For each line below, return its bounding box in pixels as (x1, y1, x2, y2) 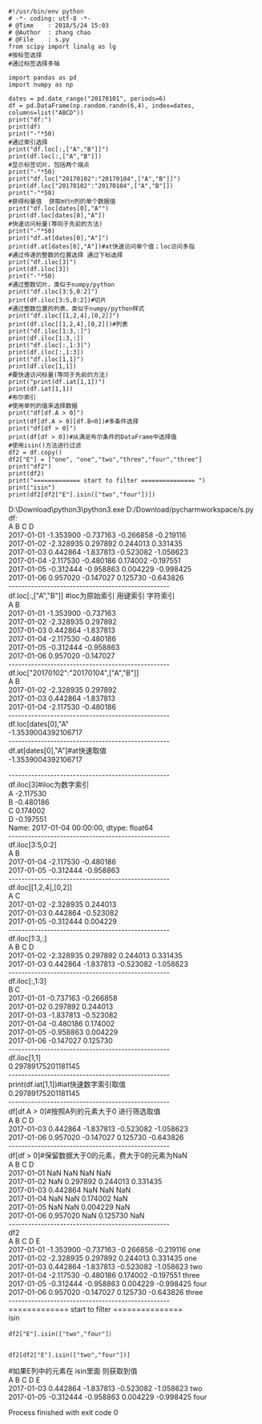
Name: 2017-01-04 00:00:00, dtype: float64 (8, 823, 154, 832)
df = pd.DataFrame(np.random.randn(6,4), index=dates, (8, 102, 195, 110)
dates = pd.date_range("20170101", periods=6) (8, 95, 167, 103)
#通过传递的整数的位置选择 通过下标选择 (8, 251, 123, 259)
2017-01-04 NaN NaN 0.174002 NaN (8, 1194, 128, 1203)
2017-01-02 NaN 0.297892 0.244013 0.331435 (8, 1177, 163, 1186)
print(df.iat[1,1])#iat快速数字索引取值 (8, 1079, 127, 1089)
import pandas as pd (8, 74, 78, 82)
